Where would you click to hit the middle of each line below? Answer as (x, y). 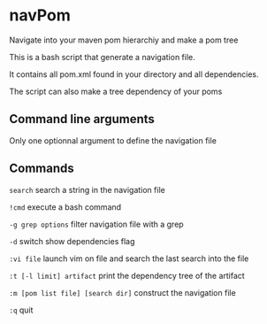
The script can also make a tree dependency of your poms (116, 91)
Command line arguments (82, 119)
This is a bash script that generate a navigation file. (103, 57)
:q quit (21, 310)
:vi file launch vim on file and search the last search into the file (129, 258)
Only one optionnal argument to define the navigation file (113, 140)
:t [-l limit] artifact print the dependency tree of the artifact (127, 275)
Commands (42, 169)
